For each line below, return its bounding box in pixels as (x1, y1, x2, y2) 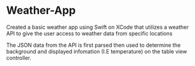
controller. (6, 54, 32, 61)
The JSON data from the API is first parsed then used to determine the (6, 41, 181, 49)
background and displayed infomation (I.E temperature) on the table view (6, 47, 188, 55)
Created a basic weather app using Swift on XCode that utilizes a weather (6, 23, 189, 31)
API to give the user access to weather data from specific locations (6, 29, 173, 37)
